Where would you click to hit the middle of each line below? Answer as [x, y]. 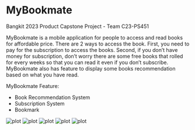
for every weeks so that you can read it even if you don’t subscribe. [87, 62]
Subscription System [40, 103]
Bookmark [27, 110]
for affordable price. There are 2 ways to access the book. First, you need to [98, 44]
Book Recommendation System [52, 97]
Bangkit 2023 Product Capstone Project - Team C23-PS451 [77, 26]
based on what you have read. [42, 75]
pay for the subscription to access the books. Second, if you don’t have [92, 50]
